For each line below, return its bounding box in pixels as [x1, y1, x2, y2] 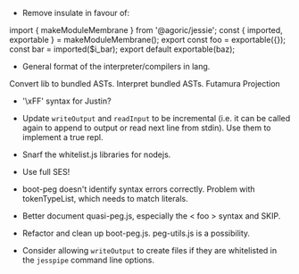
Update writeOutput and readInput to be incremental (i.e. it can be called [21, 113, 291, 123]
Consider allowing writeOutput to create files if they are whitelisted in [21, 245, 278, 255]
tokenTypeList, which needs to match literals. [21, 194, 189, 203]
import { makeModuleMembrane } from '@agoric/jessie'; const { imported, [9, 25, 283, 35]
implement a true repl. [21, 132, 104, 142]
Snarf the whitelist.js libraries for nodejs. [21, 149, 171, 160]
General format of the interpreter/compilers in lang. [21, 62, 211, 71]
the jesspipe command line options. [21, 254, 154, 265]
